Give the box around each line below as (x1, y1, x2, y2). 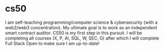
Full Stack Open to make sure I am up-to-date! (5, 40, 100, 46)
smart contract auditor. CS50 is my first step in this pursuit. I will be (5, 30, 142, 36)
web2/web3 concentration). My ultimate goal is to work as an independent (5, 24, 158, 30)
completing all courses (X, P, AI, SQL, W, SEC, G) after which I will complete (5, 35, 160, 41)
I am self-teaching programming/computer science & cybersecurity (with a (5, 19, 158, 25)
